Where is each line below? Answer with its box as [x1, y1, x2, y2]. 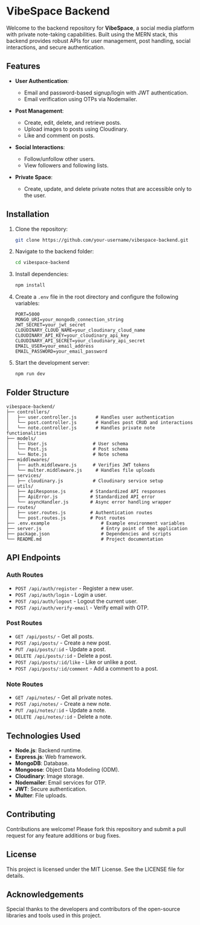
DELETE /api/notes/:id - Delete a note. [15, 713, 112, 720]
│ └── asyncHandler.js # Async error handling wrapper [6, 499, 172, 505]
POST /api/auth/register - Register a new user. [15, 585, 134, 592]
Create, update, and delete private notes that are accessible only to [24, 185, 192, 192]
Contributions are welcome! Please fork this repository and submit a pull [6, 825, 186, 832]
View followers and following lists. [24, 162, 109, 169]
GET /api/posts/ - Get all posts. [15, 632, 94, 640]
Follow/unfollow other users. [24, 155, 95, 162]
